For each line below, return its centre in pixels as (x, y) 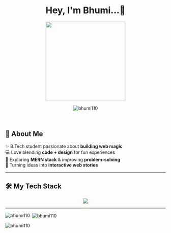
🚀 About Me (24, 134)
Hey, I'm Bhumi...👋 (85, 10)
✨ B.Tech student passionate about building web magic (64, 146)
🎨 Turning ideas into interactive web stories (52, 165)
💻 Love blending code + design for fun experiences (60, 152)
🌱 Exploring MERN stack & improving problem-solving (63, 159)
